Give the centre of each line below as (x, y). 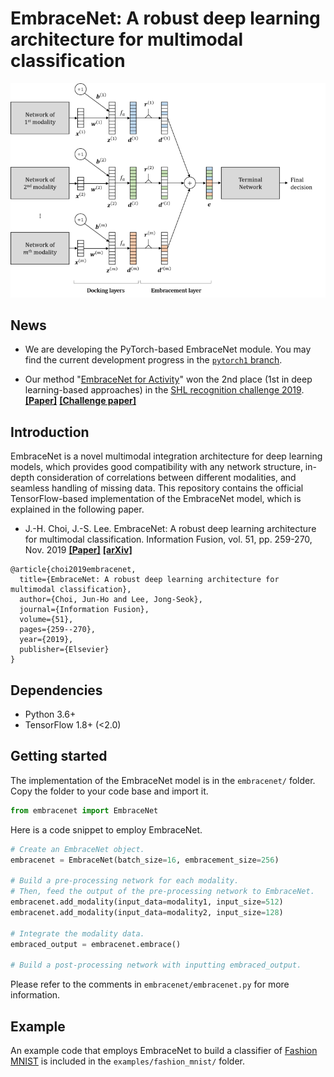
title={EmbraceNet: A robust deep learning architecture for (149, 580)
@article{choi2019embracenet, (73, 570)
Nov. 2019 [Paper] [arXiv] (78, 550)
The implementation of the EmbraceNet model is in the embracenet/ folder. (163, 780)
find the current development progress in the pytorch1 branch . (153, 360)
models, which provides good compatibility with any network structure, (156, 467)
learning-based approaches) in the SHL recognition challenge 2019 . (164, 390)
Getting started (59, 756)
